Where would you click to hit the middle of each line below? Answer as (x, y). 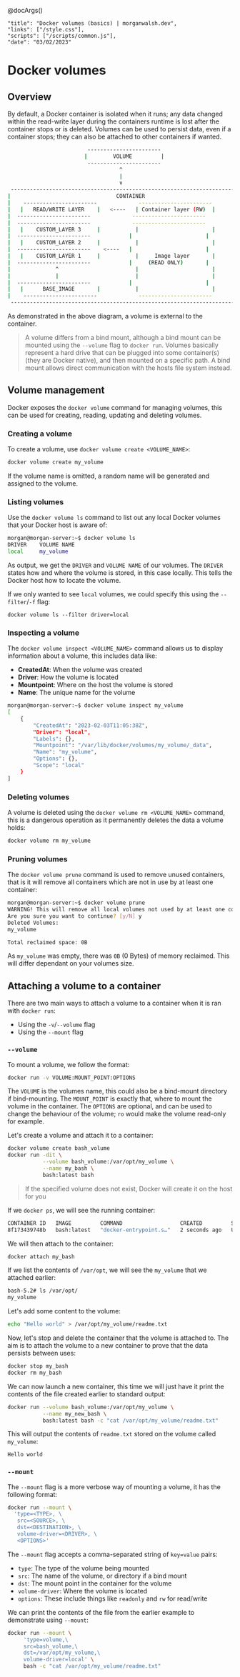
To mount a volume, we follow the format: (69, 1064)
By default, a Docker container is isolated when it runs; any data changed (115, 114)
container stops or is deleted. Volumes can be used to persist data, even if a (119, 129)
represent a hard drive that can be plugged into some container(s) (122, 352)
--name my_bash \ (68, 1168)
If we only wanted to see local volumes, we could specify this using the (113, 594)
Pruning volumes (37, 858)
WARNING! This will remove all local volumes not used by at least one (116, 910)
